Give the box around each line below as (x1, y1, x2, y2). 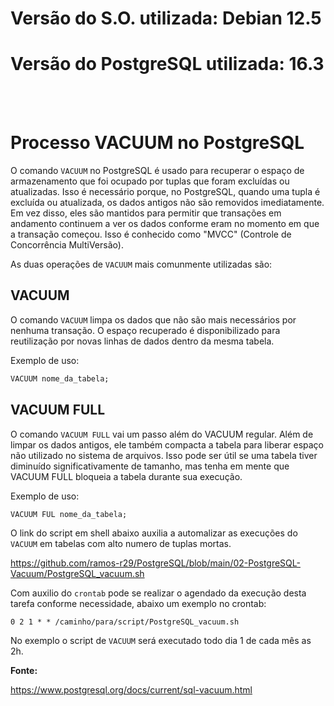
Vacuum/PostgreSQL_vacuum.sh (10, 568, 145, 580)
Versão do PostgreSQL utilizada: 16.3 (10, 53, 325, 76)
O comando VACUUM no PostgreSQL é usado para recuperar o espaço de (10, 165, 305, 177)
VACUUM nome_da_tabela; (10, 373, 110, 384)
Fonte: (10, 665, 38, 677)
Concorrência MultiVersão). (10, 239, 124, 251)
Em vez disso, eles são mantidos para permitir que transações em (10, 207, 282, 219)
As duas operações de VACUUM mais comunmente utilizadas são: (10, 258, 273, 271)
